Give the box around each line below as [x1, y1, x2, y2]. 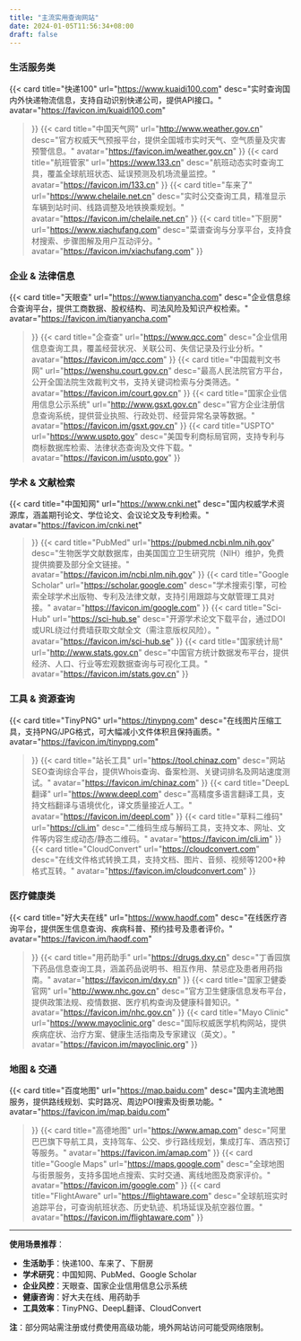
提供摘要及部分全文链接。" [30, 559, 130, 570]
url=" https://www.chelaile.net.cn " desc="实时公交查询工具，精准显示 [30, 190, 287, 201]
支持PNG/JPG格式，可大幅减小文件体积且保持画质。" [24, 726, 221, 737]
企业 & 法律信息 [9, 269, 75, 282]
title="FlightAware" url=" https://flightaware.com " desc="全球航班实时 [30, 1191, 288, 1202]
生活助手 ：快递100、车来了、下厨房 [21, 1258, 154, 1269]
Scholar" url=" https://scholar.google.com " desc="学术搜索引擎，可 [30, 580, 279, 591]
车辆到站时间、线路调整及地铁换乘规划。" [30, 201, 185, 212]
